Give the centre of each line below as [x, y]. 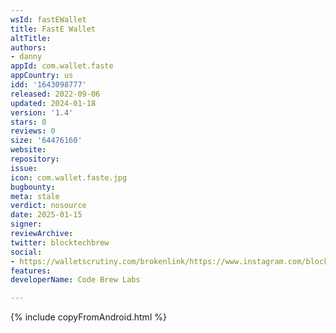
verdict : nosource [48, 206]
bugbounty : [33, 187]
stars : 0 [28, 122]
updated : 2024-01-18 [53, 103]
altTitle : [31, 38]
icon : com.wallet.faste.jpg [69, 177]
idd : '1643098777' [48, 85]
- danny [26, 57]
